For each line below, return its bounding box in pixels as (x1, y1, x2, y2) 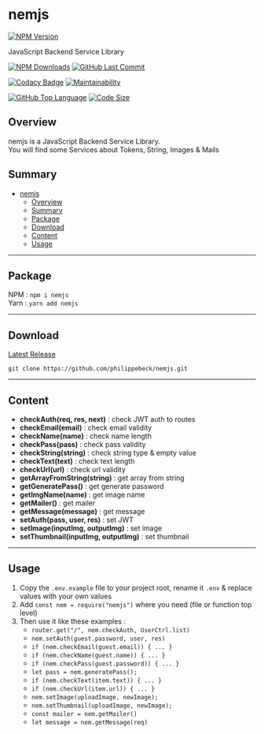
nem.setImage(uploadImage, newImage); (31, 693, 159, 701)
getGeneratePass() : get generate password (19, 482, 164, 490)
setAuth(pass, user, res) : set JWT (19, 515, 134, 524)
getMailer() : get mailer (19, 498, 96, 508)
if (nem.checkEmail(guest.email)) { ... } (31, 643, 173, 651)
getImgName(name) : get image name (19, 490, 145, 499)
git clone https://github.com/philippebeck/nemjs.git (8, 365, 189, 373)
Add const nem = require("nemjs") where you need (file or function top (19, 599, 252, 609)
